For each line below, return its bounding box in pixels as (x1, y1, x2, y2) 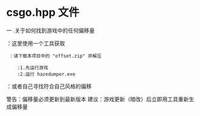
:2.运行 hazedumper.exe (17, 71, 76, 77)
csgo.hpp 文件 (6, 5, 80, 19)
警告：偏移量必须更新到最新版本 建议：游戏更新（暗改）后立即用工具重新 (6, 95, 189, 103)
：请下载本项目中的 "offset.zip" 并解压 (9, 53, 102, 59)
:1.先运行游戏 (17, 64, 49, 70)
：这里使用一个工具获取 (6, 39, 65, 47)
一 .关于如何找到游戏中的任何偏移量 (6, 27, 95, 34)
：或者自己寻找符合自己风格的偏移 (6, 83, 92, 90)
